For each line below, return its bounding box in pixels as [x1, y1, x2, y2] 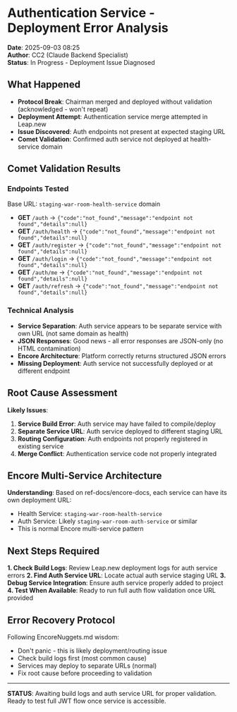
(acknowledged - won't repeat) [17, 104, 109, 113]
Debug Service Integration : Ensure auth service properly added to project [7, 579, 224, 587]
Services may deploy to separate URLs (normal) [17, 661, 157, 670]
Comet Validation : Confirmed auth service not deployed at [17, 135, 189, 143]
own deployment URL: [7, 496, 72, 505]
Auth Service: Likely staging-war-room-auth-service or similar [17, 517, 197, 526]
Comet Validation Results [7, 163, 121, 175]
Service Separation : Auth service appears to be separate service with [17, 321, 222, 330]
